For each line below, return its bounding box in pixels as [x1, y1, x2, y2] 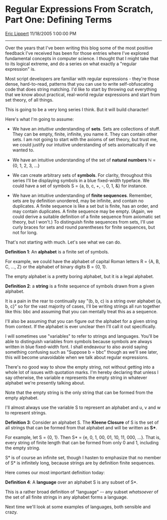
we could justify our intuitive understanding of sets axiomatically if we [12, 141, 156, 147]
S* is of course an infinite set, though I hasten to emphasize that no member [5, 454, 162, 460]
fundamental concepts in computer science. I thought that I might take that [5, 55, 158, 61]
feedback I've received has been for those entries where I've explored [5, 50, 149, 56]
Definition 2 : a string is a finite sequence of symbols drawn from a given [5, 283, 155, 289]
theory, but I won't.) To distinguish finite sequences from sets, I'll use [12, 219, 154, 225]
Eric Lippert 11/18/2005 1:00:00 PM [5, 30, 77, 36]
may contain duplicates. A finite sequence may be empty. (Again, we [12, 208, 153, 214]
